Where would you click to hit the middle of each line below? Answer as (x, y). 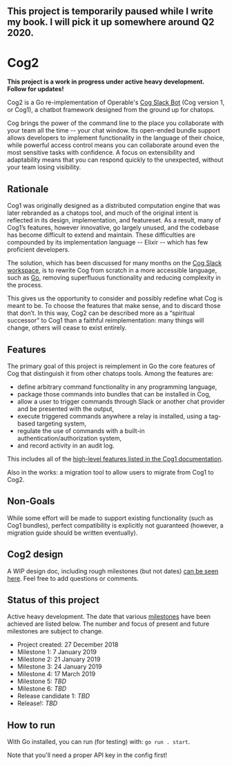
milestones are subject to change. (55, 631)
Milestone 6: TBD (42, 689)
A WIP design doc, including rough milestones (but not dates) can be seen (113, 571)
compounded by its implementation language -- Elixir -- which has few (108, 242)
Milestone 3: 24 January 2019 (59, 667)
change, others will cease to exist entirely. (67, 328)
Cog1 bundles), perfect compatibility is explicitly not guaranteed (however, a (115, 525)
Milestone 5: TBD (42, 681)
